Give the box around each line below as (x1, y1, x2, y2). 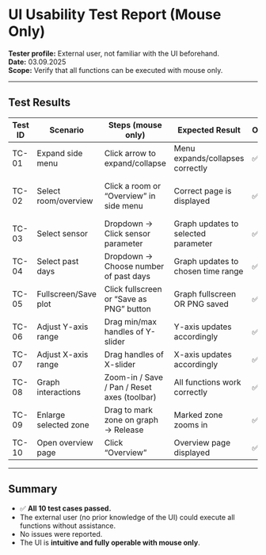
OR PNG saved (173, 298, 230, 309)
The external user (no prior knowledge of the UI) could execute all (19, 512, 235, 522)
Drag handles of (104, 349, 164, 360)
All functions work (173, 377, 241, 388)
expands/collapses (173, 152, 245, 163)
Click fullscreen (104, 283, 162, 294)
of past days (104, 270, 150, 281)
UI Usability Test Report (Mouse (8, 6, 222, 24)
